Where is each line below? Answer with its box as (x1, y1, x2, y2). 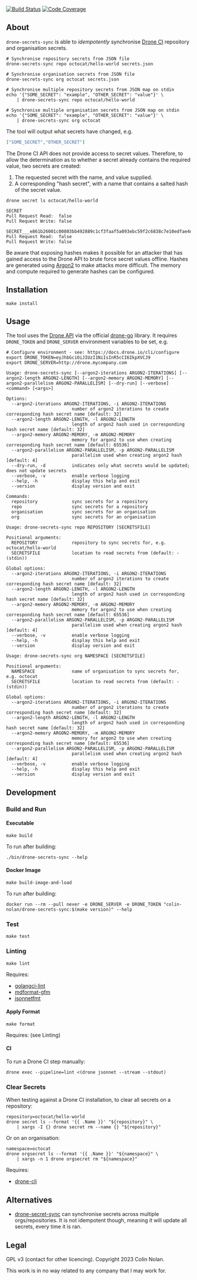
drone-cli (14, 1178, 37, 1185)
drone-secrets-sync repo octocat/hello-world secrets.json (6, 61, 154, 67)
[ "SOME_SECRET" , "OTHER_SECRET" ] (6, 139, 85, 145)
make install (6, 300, 38, 306)
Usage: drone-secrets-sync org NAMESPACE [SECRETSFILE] (6, 653, 145, 659)
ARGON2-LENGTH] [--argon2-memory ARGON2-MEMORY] (43, 375, 164, 382)
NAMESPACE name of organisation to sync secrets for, (11, 669, 180, 674)
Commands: (6, 494, 30, 500)
